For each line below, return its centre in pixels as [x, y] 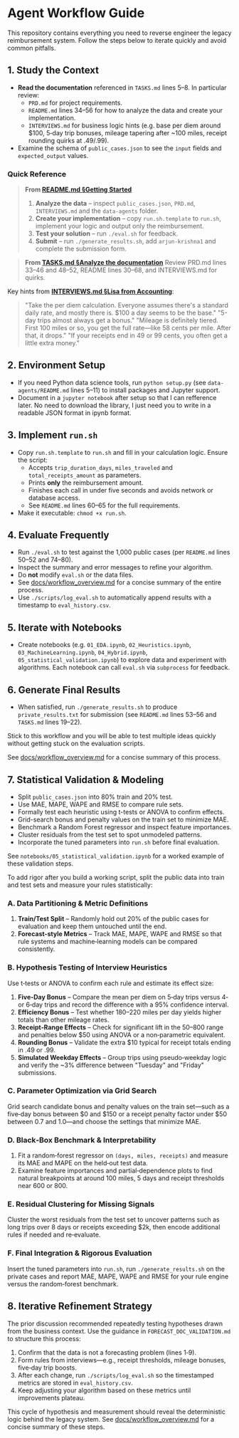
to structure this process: [44, 1338]
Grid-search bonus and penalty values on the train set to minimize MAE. [123, 819]
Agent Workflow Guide [76, 13]
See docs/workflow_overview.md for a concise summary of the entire [119, 582]
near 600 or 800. [43, 1186]
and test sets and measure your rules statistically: [80, 885]
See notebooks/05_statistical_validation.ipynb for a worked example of [116, 856]
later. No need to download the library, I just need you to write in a [114, 405]
